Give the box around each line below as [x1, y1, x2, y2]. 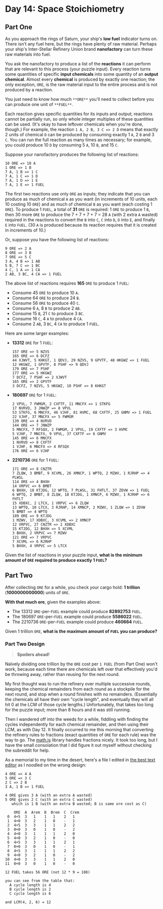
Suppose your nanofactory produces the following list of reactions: [5, 151, 140, 157]
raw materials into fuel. [5, 51, 51, 57]
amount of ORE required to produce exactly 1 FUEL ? [5, 557, 107, 563]
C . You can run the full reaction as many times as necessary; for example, [5, 137, 152, 143]
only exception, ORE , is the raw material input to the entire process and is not [5, 82, 158, 87]
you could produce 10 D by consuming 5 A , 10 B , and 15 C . [5, 142, 119, 148]
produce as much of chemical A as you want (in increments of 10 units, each [5, 196, 158, 202]
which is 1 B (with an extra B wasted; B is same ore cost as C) [11, 802, 147, 806]
